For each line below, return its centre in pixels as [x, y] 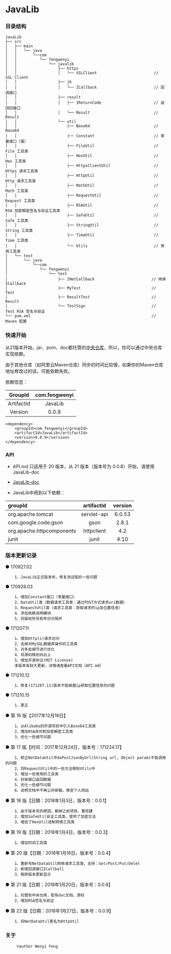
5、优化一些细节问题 [33, 785]
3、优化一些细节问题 [33, 737]
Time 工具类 [17, 241]
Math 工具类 [17, 191]
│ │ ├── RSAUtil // [82, 206]
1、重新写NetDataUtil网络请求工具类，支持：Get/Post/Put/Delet [77, 864]
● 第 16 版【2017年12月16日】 [37, 716]
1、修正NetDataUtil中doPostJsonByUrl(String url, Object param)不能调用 [90, 758]
